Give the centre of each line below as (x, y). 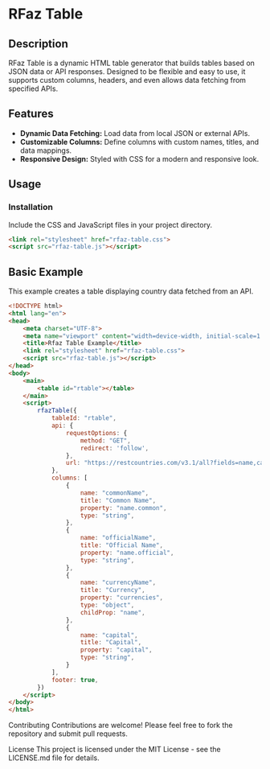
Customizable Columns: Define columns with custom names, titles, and (139, 142)
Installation (31, 208)
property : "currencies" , (121, 598)
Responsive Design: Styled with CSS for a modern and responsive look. (139, 158)
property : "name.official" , (127, 553)
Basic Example (46, 271)
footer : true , (75, 680)
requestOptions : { (96, 433)
